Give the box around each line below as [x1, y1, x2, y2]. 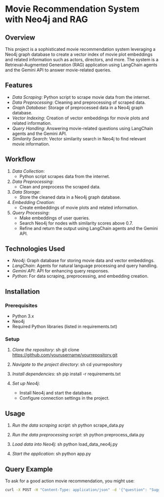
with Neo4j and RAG [5, 14, 88, 25]
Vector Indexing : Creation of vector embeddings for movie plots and [12, 115, 149, 121]
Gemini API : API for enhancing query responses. [12, 268, 109, 274]
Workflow [5, 155, 36, 163]
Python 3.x [12, 313, 34, 319]
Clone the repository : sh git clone [12, 347, 80, 353]
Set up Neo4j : [12, 381, 40, 386]
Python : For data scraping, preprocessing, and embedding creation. [12, 273, 149, 279]
